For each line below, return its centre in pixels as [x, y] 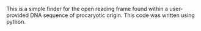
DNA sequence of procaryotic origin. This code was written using [113, 15]
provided [18, 15]
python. [16, 22]
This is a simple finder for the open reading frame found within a [87, 9]
